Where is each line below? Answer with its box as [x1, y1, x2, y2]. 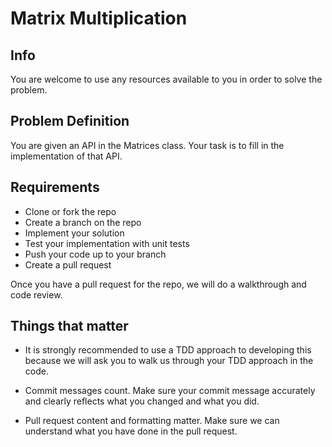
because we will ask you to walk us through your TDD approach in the [24, 355, 314, 367]
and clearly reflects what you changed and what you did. [24, 395, 260, 407]
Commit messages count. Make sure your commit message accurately [24, 385, 316, 397]
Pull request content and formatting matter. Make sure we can [24, 415, 280, 427]
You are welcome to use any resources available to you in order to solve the [10, 73, 323, 85]
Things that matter [10, 318, 129, 335]
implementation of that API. [10, 150, 123, 162]
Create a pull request [24, 258, 112, 271]
